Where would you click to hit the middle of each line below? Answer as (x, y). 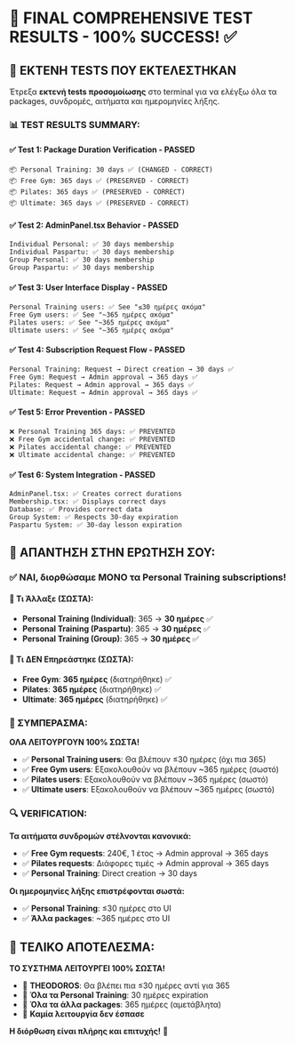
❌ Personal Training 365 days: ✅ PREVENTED (92, 431)
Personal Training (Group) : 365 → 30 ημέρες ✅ (111, 639)
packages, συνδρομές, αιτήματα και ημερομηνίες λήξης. (115, 101)
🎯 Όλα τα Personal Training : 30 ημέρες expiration (115, 995)
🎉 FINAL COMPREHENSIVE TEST (131, 18)
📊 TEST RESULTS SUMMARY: (75, 125)
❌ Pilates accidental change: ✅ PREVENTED (90, 447)
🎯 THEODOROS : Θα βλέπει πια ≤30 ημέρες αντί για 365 (126, 985)
